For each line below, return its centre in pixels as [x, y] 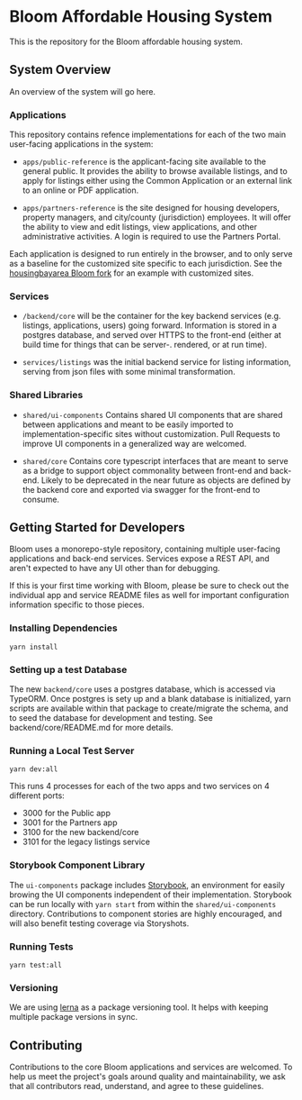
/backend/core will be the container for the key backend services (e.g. [151, 316]
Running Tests [41, 946]
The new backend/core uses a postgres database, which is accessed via [142, 689]
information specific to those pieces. [77, 605]
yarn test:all [36, 965]
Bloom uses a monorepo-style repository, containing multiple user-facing [145, 549]
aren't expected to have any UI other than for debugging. [115, 568]
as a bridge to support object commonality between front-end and [145, 470]
